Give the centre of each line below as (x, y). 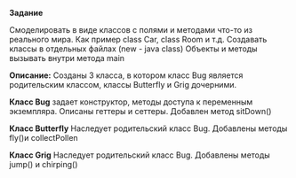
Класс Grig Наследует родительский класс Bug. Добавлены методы (140, 155)
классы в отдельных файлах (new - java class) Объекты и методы (133, 49)
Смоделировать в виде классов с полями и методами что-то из (131, 30)
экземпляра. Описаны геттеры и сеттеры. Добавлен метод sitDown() (140, 111)
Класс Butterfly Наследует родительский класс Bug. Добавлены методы (148, 128)
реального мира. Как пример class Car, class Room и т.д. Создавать (138, 39)
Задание (26, 13)
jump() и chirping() (44, 164)
